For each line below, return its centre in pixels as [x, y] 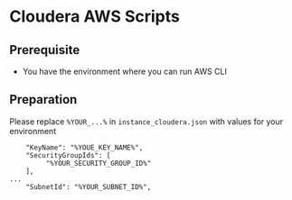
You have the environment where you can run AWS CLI [125, 71]
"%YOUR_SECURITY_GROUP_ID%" [99, 163]
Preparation [43, 100]
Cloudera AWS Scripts [95, 17]
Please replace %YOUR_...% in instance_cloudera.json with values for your [146, 121]
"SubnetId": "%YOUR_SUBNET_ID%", [89, 186]
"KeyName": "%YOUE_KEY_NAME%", [85, 147]
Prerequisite [45, 50]
